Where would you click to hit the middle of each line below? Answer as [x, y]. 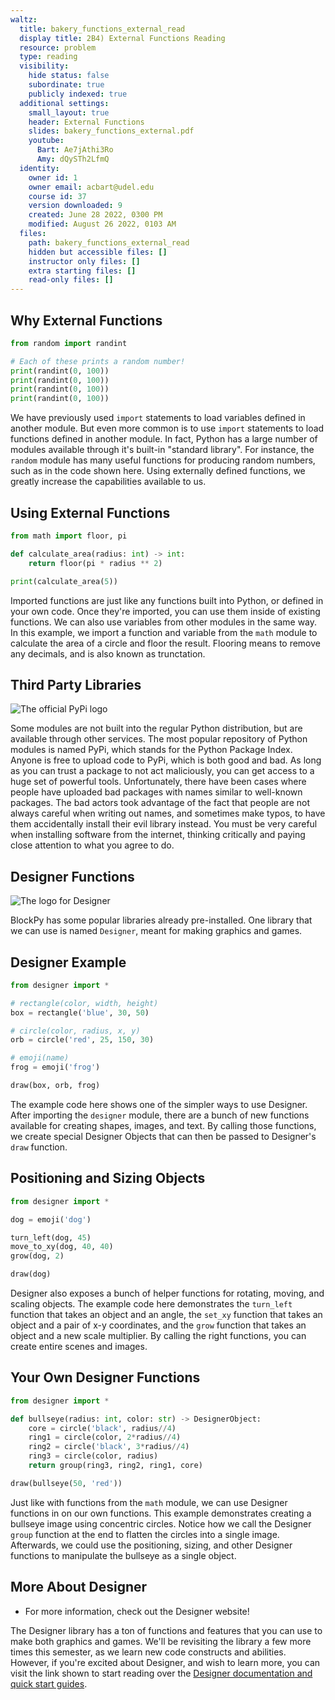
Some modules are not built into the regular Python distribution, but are [156, 728]
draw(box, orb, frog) [55, 1086]
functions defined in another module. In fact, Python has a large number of [164, 439]
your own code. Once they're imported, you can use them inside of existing [165, 611]
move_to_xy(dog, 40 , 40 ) [62, 1247]
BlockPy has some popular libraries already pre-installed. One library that [161, 920]
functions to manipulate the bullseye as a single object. [123, 1555]
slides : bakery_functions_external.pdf [111, 131]
